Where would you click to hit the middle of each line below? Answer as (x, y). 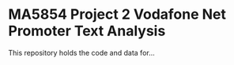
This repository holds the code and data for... (82, 52)
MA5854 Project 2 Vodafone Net (117, 14)
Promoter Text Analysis (87, 31)
